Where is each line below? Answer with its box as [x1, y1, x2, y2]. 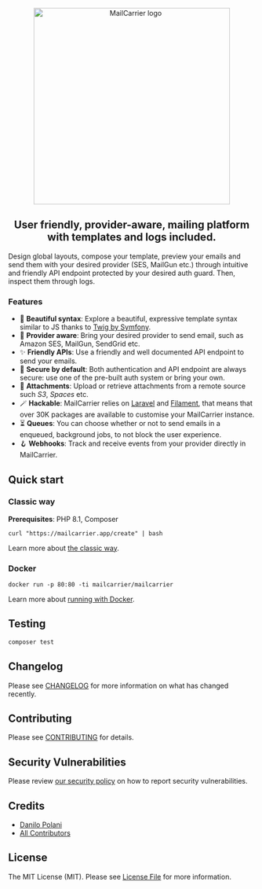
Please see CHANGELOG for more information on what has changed [8, 681, 229, 690]
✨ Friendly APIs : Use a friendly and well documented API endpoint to [19, 347, 245, 357]
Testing [8, 617, 46, 630]
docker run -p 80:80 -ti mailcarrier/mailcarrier [8, 581, 174, 589]
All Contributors [19, 828, 71, 838]
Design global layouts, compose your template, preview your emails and [8, 252, 241, 261]
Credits [8, 799, 45, 813]
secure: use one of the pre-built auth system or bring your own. [19, 373, 225, 383]
